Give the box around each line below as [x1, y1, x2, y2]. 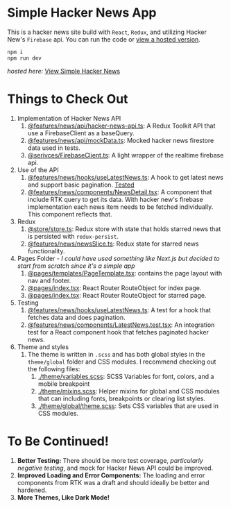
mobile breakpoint [37, 380, 90, 388]
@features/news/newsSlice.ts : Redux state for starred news [27, 239, 199, 248]
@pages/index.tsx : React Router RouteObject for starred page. [27, 291, 207, 299]
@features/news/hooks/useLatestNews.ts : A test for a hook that [27, 305, 212, 314]
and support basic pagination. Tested [27, 180, 135, 189]
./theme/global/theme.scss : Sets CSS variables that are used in [37, 401, 219, 410]
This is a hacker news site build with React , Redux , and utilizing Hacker [7, 28, 207, 36]
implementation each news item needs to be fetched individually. [27, 203, 214, 211]
